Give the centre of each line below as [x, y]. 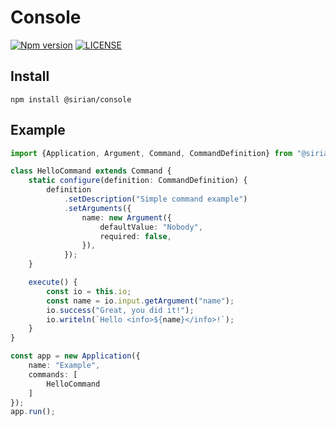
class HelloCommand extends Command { [91, 171]
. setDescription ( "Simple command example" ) [155, 199]
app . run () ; [33, 412]
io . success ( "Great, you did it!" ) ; [120, 310]
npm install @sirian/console [71, 99]
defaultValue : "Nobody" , [151, 227]
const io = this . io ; [89, 291]
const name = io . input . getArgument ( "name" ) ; [140, 301]
